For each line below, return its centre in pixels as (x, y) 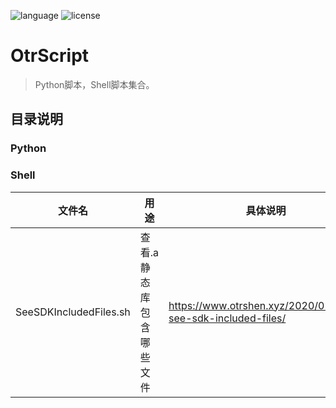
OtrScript (50, 56)
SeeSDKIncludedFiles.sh (73, 312)
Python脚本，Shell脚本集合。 (94, 84)
